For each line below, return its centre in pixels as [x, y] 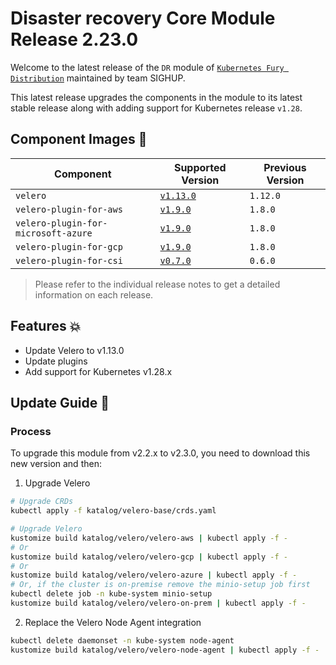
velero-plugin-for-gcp [69, 246]
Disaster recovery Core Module [143, 18]
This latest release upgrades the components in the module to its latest [156, 97]
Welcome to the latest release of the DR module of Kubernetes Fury [147, 67]
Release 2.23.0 [74, 39]
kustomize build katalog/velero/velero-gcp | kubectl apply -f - [149, 557]
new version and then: [56, 464]
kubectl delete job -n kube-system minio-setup [111, 594]
